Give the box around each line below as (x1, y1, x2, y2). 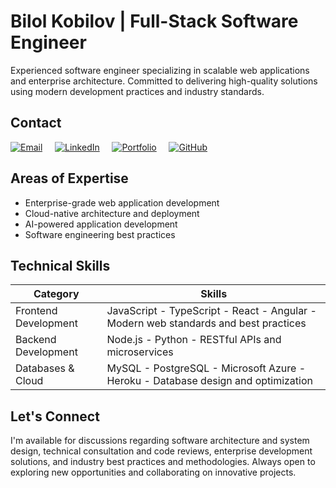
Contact (10, 115, 62, 132)
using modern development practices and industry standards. (10, 85, 265, 97)
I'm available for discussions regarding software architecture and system (10, 435, 310, 447)
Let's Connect (10, 408, 100, 425)
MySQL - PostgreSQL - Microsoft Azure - (106, 361, 307, 375)
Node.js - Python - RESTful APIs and (106, 333, 282, 347)
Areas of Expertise (10, 170, 129, 187)
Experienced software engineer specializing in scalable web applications (10, 64, 310, 76)
